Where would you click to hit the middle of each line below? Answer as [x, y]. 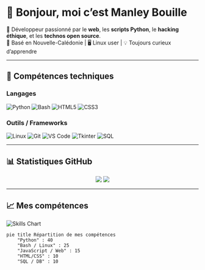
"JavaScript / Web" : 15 [49, 250]
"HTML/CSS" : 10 [38, 256]
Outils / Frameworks [37, 123]
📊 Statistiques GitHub [49, 162]
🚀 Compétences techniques [60, 76]
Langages [21, 94]
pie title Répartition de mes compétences [61, 235]
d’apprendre [22, 51]
